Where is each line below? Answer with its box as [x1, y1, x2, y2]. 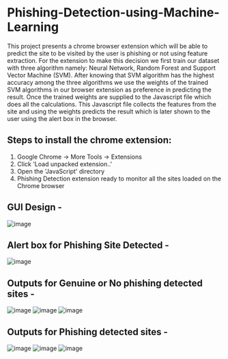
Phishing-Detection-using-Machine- [7, 5, 220, 21]
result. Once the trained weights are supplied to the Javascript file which [7, 92, 212, 101]
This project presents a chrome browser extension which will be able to [7, 42, 208, 50]
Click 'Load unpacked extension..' [16, 159, 113, 168]
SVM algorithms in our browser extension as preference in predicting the [7, 85, 212, 94]
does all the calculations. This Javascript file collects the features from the [7, 100, 216, 108]
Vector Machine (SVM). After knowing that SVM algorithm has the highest [7, 70, 214, 79]
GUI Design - [7, 202, 63, 213]
